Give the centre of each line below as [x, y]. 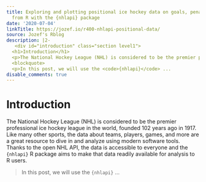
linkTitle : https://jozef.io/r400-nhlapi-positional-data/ [83, 29]
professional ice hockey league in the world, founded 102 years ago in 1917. [101, 128]
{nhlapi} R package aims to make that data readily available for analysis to [101, 154]
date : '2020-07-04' [31, 23]
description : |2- [29, 40]
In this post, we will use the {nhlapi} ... [71, 172]
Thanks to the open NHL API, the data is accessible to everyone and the [97, 148]
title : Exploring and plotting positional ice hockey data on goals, [97, 12]
